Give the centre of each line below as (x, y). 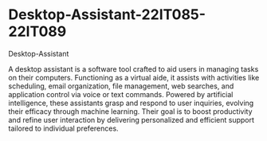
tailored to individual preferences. (63, 128)
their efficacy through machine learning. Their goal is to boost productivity (130, 111)
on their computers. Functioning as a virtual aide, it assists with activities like (134, 77)
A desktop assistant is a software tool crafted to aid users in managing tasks (133, 69)
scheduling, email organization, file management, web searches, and (121, 86)
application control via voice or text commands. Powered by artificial (121, 94)
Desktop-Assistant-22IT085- (107, 15)
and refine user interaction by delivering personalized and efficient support (132, 119)
